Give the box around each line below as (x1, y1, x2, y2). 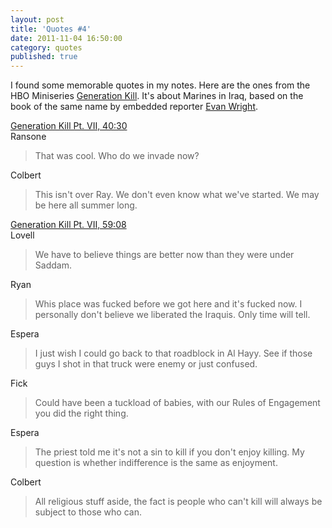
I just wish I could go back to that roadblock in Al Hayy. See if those (34, 347, 313, 360)
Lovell (10, 229, 35, 241)
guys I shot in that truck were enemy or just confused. (34, 358, 258, 370)
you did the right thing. (34, 407, 129, 420)
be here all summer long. (34, 199, 138, 211)
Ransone (10, 131, 47, 143)
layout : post (10, 14, 65, 25)
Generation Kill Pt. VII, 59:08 (10, 219, 127, 231)
